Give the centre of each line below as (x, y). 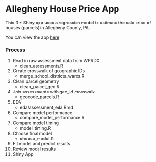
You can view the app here (32, 37)
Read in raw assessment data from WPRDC (56, 61)
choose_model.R (37, 139)
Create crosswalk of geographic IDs (49, 71)
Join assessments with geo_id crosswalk (53, 92)
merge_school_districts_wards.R (52, 76)
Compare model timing (36, 123)
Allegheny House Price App (62, 9)
